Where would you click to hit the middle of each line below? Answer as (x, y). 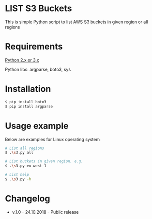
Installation (28, 89)
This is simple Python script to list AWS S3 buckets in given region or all (76, 22)
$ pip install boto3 (26, 102)
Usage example (37, 126)
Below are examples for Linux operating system (53, 139)
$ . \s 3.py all (19, 153)
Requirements (34, 47)
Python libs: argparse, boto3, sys (38, 69)
